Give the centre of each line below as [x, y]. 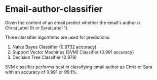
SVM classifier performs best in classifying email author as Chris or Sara [79, 67]
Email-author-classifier [54, 9]
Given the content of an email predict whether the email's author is [73, 23]
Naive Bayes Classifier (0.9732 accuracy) [54, 47]
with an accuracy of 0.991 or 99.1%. [41, 72]
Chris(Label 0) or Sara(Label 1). [37, 27]
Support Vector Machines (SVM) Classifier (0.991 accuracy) [73, 52]
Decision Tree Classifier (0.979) [44, 57]
